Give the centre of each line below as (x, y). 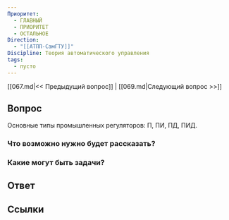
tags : (15, 60)
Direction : (23, 40)
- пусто (25, 66)
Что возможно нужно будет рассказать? (81, 144)
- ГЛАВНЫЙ (28, 20)
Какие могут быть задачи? (56, 163)
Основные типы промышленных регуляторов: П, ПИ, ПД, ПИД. (102, 126)
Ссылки (26, 210)
